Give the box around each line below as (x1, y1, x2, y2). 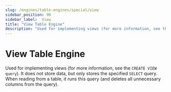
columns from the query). (5, 81, 59, 87)
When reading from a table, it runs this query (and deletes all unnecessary (5, 76, 161, 82)
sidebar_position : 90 (5, 12, 51, 17)
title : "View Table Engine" (5, 21, 65, 27)
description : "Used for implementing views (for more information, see (5, 26, 160, 32)
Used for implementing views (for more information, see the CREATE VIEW (5, 65, 157, 71)
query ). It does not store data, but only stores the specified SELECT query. (5, 71, 158, 77)
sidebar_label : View (5, 17, 51, 22)
